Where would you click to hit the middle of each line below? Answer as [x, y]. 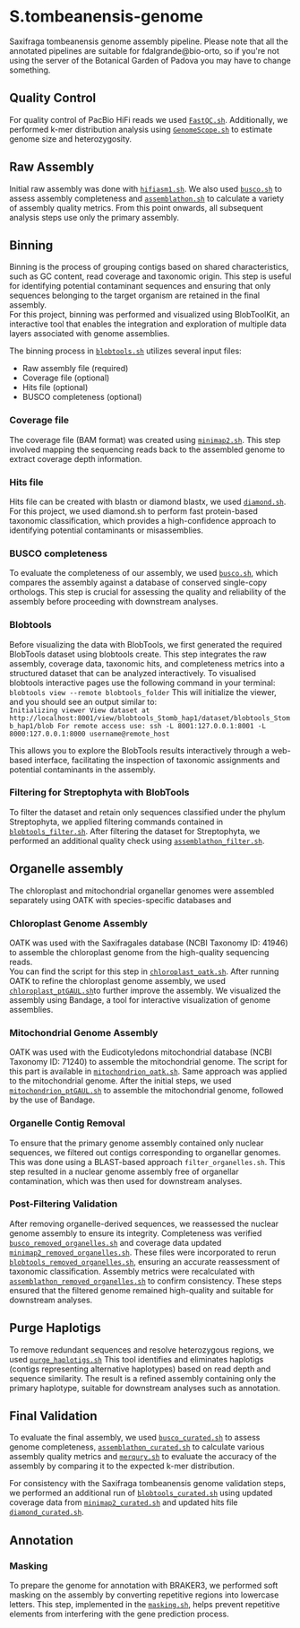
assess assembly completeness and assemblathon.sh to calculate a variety [147, 198]
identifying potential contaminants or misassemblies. [107, 530]
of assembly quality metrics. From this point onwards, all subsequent [137, 207]
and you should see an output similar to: [83, 701]
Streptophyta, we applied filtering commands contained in [116, 822]
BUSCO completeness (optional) [82, 397]
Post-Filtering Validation [64, 1204]
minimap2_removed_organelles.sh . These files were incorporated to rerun [143, 1252]
